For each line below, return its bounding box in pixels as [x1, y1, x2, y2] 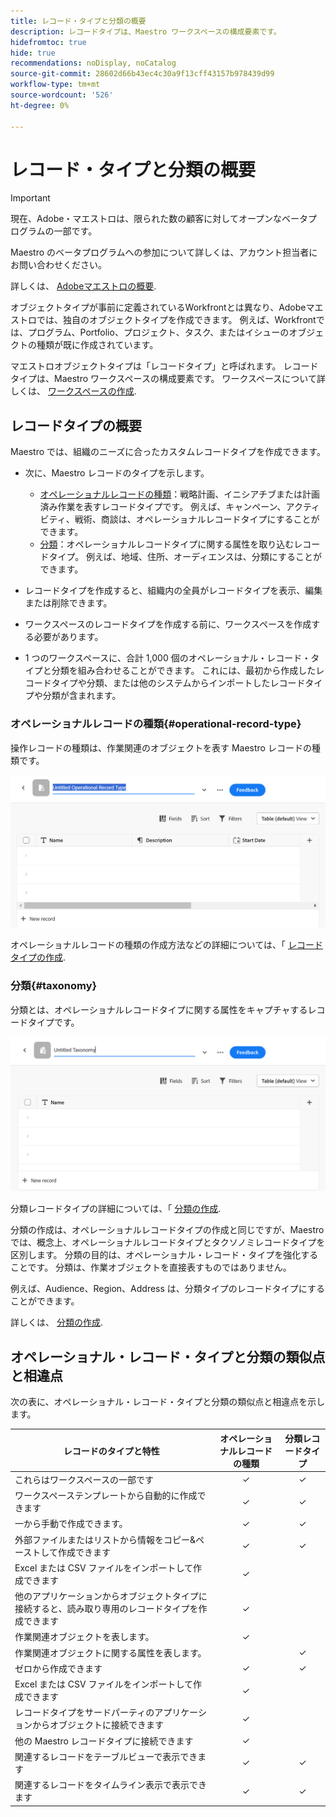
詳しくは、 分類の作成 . [10, 1316, 103, 1329]
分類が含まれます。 [42, 690, 122, 702]
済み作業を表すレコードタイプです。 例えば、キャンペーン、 [39, 501, 287, 513]
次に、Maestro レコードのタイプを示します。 [24, 467, 210, 479]
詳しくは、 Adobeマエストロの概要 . [10, 280, 157, 292]
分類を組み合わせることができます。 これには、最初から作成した [51, 665, 317, 677]
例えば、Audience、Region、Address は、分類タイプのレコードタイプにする [10, 1283, 325, 1295]
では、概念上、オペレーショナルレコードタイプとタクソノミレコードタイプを [10, 1236, 326, 1249]
